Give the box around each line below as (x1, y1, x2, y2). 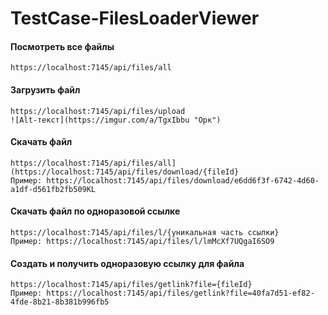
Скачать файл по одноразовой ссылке (10, 205, 181, 217)
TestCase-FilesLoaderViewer (10, 7, 260, 30)
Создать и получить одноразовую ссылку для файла (10, 257, 245, 269)
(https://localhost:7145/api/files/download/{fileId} (10, 167, 240, 177)
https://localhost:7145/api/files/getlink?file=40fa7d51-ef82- (46, 288, 315, 299)
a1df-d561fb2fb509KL (10, 184, 97, 194)
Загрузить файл (10, 83, 81, 96)
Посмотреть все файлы (10, 40, 115, 52)
